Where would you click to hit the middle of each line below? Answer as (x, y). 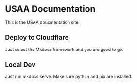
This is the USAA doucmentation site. (43, 22)
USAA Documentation (50, 9)
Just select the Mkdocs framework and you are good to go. (64, 49)
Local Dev (20, 65)
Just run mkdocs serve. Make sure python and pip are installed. (69, 76)
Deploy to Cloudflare (37, 38)
